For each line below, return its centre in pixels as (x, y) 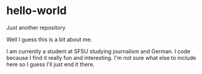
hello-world (37, 11)
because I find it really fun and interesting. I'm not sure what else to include (101, 57)
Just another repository (36, 28)
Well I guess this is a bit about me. (50, 39)
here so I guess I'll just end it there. (50, 64)
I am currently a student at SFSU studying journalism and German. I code (99, 51)
